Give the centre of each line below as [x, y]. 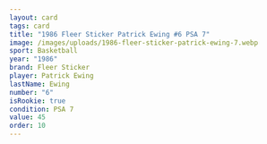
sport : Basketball [43, 51]
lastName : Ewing [39, 84]
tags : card [30, 26]
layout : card [34, 17]
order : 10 [28, 126]
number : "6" [31, 92]
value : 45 [28, 117]
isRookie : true [38, 101]
